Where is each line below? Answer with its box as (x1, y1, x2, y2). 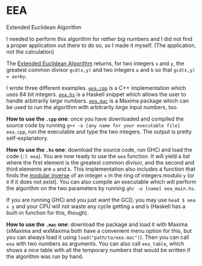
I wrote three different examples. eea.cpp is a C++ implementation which (6, 84, 186, 91)
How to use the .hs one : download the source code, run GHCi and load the (6, 146, 193, 153)
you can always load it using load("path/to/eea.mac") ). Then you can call (6, 233, 189, 241)
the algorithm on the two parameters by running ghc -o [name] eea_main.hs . (6, 185, 196, 192)
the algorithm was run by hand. (6, 253, 84, 260)
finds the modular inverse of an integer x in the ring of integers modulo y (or (6, 171, 195, 179)
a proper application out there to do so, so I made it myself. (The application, (6, 42, 197, 49)
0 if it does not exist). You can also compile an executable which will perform (6, 178, 197, 185)
